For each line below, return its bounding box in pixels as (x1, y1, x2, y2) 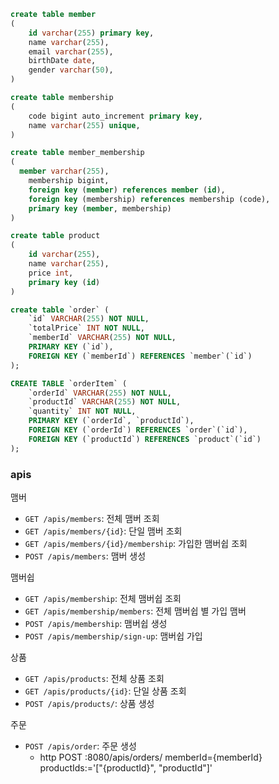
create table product (10, 231, 101, 241)
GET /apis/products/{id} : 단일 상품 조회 (24, 685, 187, 697)
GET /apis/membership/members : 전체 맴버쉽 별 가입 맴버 (24, 605, 247, 617)
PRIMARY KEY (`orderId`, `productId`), (28, 416, 195, 426)
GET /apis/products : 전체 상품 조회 (24, 672, 165, 684)
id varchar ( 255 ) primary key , (28, 28, 155, 38)
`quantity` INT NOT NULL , (28, 406, 137, 417)
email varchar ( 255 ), (28, 46, 114, 57)
